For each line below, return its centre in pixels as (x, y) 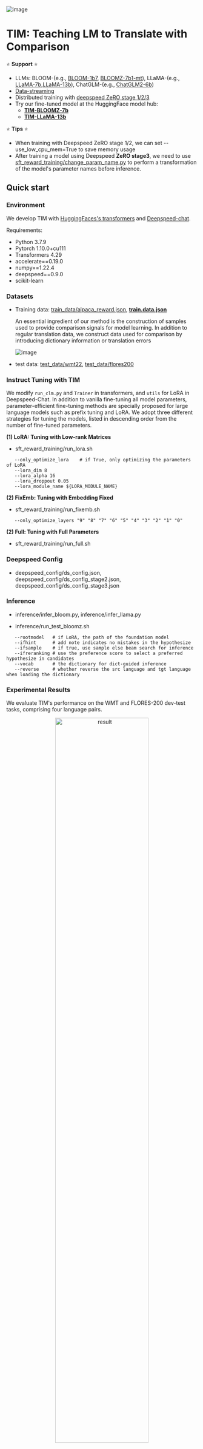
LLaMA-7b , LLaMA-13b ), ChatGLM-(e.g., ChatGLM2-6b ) (85, 84)
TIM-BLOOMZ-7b (46, 110)
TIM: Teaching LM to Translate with (97, 34)
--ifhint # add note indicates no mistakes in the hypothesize (102, 643)
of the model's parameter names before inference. (78, 168)
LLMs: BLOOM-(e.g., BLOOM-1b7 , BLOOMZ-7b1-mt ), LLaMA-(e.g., (97, 78)
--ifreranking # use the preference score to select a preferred (98, 653)
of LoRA (16, 465)
